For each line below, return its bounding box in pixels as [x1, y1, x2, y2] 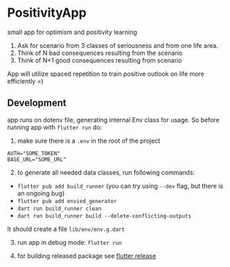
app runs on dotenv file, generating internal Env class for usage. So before [7, 115, 220, 124]
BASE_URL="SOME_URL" [7, 156, 67, 163]
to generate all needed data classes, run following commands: [17, 168, 195, 177]
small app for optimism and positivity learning [7, 28, 137, 36]
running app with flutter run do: [7, 123, 103, 131]
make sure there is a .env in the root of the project [17, 136, 161, 145]
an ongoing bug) [17, 189, 65, 197]
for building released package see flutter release [17, 252, 157, 260]
